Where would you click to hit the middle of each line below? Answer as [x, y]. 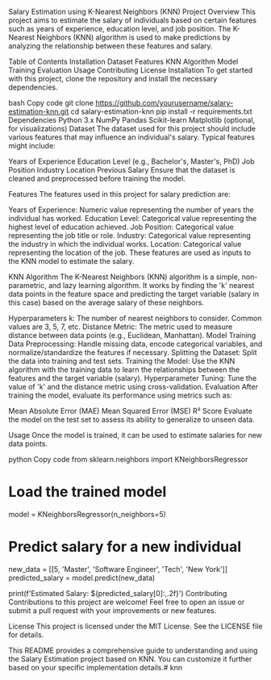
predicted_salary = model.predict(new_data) [82, 578]
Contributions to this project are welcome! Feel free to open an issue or [127, 602]
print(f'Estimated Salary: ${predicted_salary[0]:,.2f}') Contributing [118, 593]
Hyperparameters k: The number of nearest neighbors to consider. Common [135, 318]
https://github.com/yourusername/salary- [165, 103]
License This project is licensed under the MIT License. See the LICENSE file [135, 626]
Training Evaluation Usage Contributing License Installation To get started [131, 70]
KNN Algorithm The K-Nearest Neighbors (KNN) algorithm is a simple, [124, 277]
